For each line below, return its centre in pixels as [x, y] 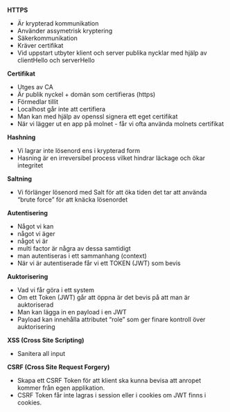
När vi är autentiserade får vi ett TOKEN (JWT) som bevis [99, 263]
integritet [30, 165]
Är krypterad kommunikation [58, 23]
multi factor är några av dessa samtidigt [74, 248]
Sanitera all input [41, 353]
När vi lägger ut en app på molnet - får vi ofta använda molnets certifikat [120, 124]
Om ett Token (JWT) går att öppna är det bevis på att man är [104, 297]
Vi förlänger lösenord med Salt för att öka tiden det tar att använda [112, 192]
